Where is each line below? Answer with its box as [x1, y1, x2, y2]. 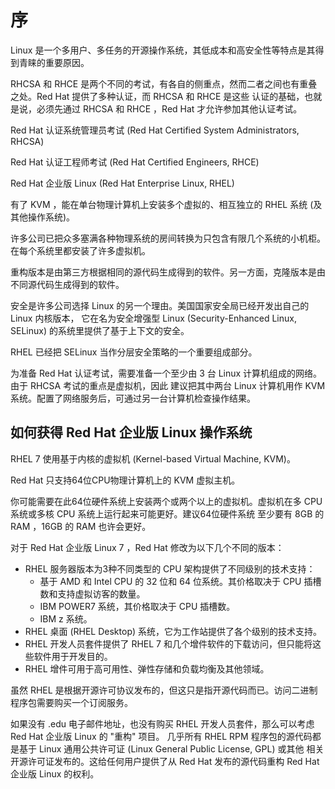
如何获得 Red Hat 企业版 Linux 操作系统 [10, 424, 253, 441]
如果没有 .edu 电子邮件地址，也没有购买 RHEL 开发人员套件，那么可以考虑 [10, 717, 315, 730]
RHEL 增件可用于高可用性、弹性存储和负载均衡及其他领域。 [24, 662, 270, 675]
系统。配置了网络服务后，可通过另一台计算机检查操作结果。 [10, 392, 256, 404]
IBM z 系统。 [39, 612, 93, 625]
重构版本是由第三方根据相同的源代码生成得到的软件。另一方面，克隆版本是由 [10, 266, 326, 278]
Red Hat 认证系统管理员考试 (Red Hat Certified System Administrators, [10, 124, 300, 136]
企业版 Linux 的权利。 [10, 767, 100, 780]
